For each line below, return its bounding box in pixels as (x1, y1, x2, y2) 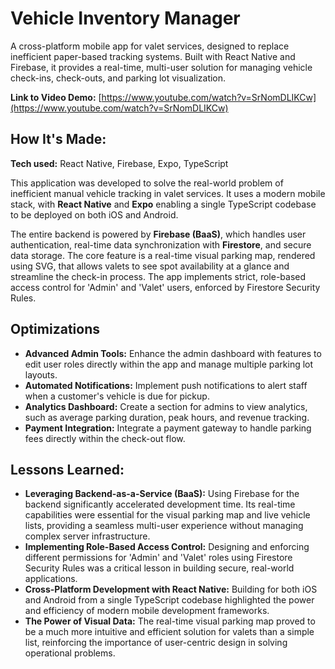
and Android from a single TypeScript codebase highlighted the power (24, 594, 315, 606)
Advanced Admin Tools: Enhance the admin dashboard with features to (24, 347, 322, 359)
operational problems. (24, 647, 116, 659)
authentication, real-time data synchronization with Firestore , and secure (10, 238, 312, 251)
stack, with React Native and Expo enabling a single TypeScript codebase (10, 198, 317, 210)
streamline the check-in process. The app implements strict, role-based (10, 270, 307, 282)
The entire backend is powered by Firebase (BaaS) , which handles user (10, 228, 307, 240)
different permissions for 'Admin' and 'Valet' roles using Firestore (24, 552, 293, 564)
